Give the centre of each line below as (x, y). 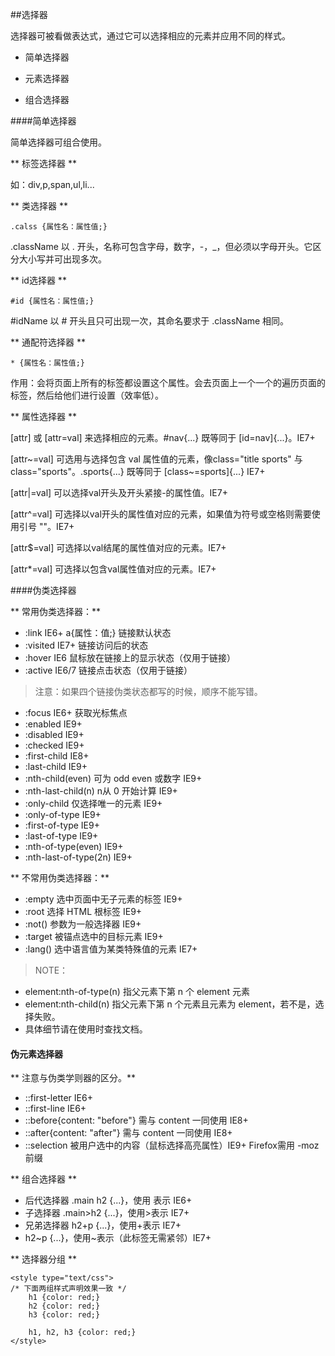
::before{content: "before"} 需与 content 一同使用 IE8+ (136, 1120)
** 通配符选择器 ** (48, 342)
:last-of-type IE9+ (61, 836)
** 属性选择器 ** (43, 416)
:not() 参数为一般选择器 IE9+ (83, 924)
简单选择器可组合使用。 (58, 142)
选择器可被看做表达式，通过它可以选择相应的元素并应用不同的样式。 (150, 36)
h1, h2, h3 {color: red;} (82, 1333)
